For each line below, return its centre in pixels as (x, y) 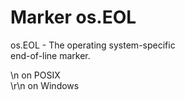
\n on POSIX (35, 75)
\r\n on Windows (45, 85)
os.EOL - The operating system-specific (93, 45)
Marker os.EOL (73, 17)
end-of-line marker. (50, 55)
